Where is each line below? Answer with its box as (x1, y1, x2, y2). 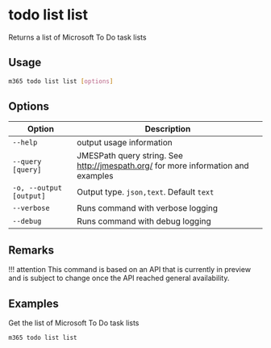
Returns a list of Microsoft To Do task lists (8, 32, 147, 42)
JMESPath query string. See (76, 150, 184, 161)
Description (144, 124, 191, 135)
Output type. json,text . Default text (76, 187, 215, 198)
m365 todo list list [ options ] (8, 77, 114, 86)
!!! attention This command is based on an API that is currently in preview (8, 265, 252, 275)
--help (12, 138, 38, 147)
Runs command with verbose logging (76, 203, 219, 214)
